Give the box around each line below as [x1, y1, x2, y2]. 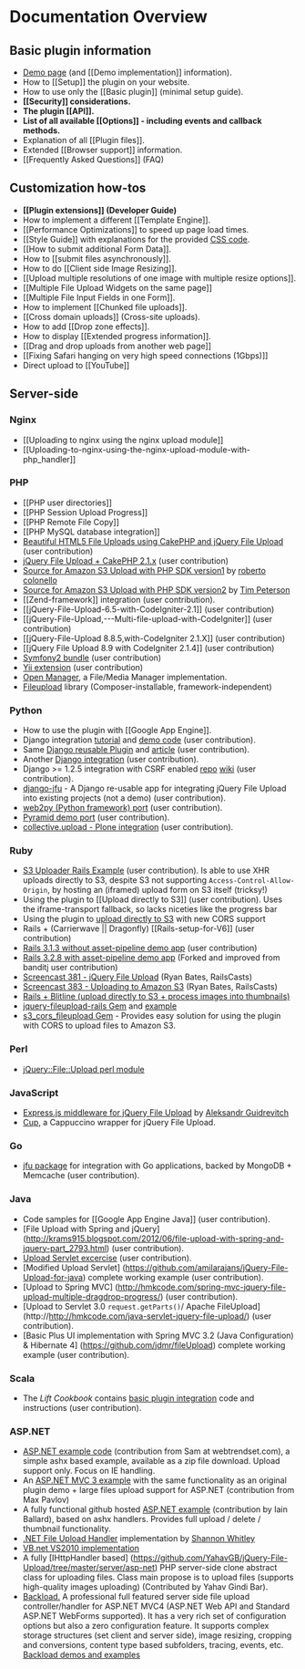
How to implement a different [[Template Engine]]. [22, 214, 211, 225]
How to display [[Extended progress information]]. [22, 330, 211, 341]
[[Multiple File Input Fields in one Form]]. [22, 292, 176, 303]
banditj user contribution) [22, 962, 118, 973]
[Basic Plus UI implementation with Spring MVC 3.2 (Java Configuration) [22, 1330, 294, 1341]
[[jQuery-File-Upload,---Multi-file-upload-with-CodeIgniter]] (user [22, 613, 273, 624]
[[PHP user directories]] [22, 497, 112, 508]
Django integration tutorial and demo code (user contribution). [22, 734, 257, 745]
